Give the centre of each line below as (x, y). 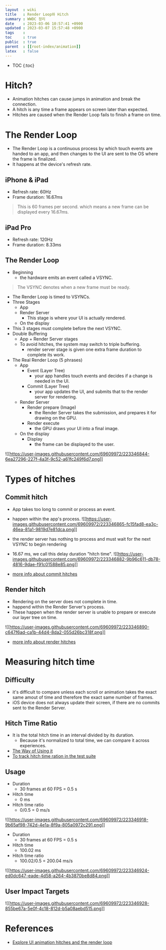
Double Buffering (30, 334)
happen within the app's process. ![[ (49, 519)
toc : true (21, 38)
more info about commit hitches (45, 574)
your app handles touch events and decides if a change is (93, 376)
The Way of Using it (32, 751)
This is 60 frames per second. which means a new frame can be (83, 207)
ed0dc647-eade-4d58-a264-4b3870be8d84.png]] (57, 876)
